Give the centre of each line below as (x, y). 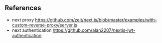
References (23, 8)
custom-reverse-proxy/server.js (45, 25)
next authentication (32, 30)
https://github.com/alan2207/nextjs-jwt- (94, 30)
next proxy (23, 20)
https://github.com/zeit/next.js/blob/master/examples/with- (96, 20)
